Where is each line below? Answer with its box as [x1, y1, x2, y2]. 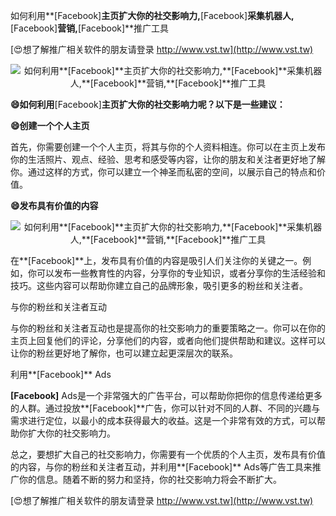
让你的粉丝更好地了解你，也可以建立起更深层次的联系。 [10, 347, 238, 359]
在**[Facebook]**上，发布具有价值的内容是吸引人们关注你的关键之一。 [10, 255, 303, 266]
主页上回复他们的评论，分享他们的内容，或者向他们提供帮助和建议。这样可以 [10, 335, 326, 346]
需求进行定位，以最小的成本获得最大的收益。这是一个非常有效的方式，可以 [10, 415, 317, 426]
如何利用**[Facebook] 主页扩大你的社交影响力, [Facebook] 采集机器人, [10, 10, 295, 21]
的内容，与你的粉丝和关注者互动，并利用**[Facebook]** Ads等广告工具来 [10, 461, 313, 473]
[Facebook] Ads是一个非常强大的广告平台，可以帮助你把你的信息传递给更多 [10, 390, 323, 401]
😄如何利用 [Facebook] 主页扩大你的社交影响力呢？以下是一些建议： [10, 99, 286, 110]
